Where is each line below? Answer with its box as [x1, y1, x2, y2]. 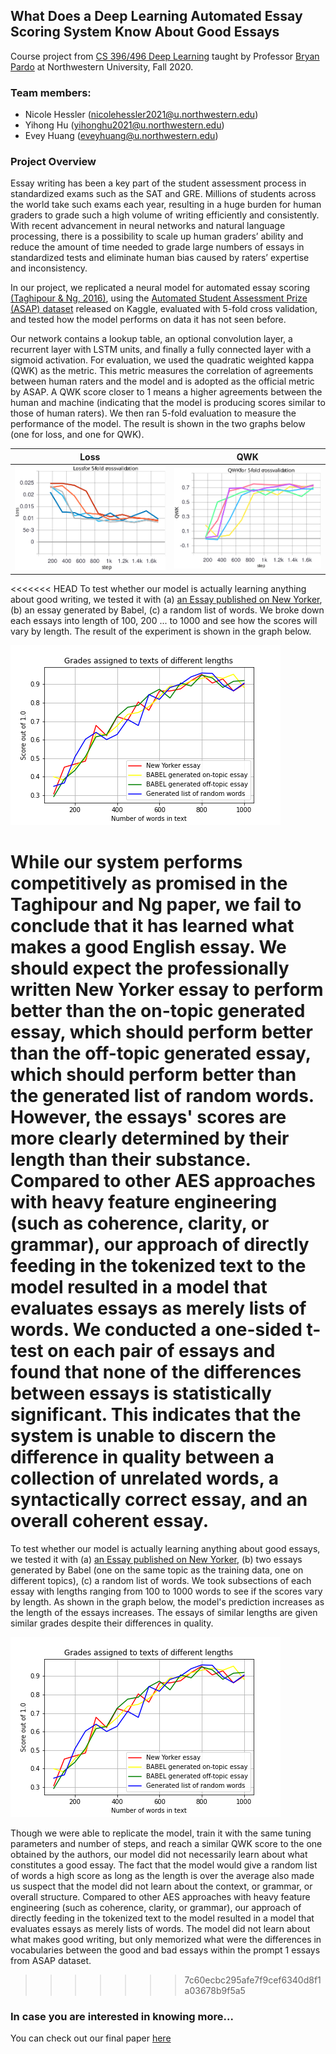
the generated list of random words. [10, 1085, 315, 1108]
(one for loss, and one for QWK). [10, 429, 145, 441]
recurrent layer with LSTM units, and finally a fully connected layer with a [10, 344, 312, 356]
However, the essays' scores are [10, 1106, 287, 1129]
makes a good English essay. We [10, 936, 287, 959]
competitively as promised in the [10, 872, 288, 895]
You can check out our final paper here [10, 2032, 172, 2044]
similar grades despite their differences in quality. [10, 1617, 214, 1629]
